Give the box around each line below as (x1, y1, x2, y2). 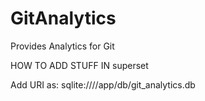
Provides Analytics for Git (10, 40, 115, 52)
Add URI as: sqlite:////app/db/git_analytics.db (10, 78, 196, 91)
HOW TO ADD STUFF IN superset (10, 59, 149, 71)
